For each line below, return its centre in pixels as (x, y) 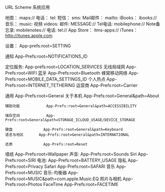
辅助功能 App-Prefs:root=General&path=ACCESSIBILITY (71, 106)
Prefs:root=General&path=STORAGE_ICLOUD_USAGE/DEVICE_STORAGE (70, 120)
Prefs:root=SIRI (20, 160)
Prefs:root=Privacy (24, 166)
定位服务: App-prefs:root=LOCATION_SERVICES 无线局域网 (65, 67)
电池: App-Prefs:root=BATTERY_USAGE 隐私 (82, 160)
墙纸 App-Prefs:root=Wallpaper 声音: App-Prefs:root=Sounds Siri (71, 154)
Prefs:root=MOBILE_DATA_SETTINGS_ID (46, 79)
